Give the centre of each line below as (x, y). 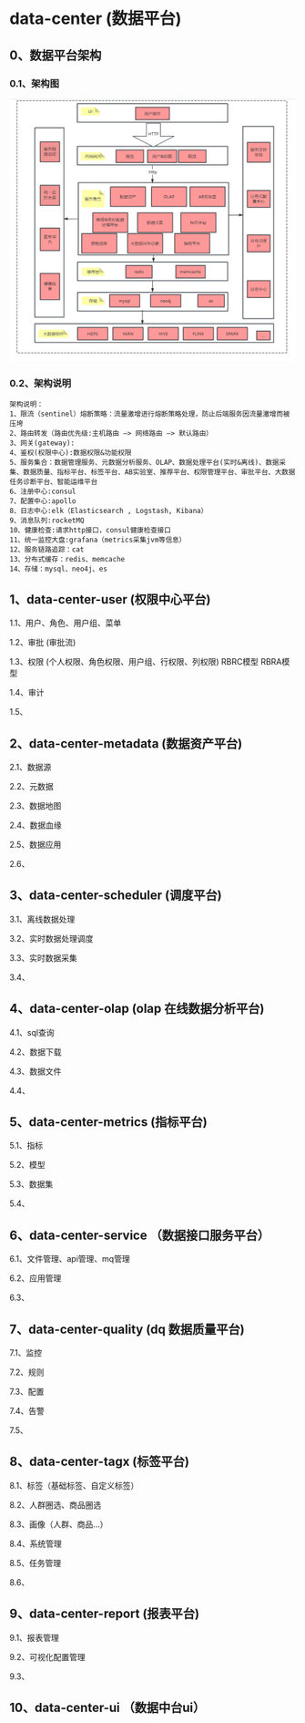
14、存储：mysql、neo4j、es (58, 569)
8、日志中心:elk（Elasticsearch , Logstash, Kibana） (109, 511)
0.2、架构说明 (41, 383)
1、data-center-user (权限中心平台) (110, 599)
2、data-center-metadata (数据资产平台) (126, 743)
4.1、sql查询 (32, 1032)
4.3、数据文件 (36, 1071)
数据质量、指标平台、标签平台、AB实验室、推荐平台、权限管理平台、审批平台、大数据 (159, 472)
